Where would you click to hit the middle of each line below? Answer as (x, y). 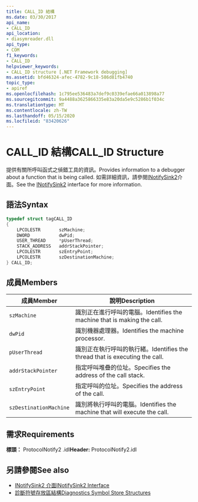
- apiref (17, 88)
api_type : (18, 45)
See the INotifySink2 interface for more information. (80, 185)
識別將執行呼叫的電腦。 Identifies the (126, 404)
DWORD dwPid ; (46, 235)
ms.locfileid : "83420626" (38, 122)
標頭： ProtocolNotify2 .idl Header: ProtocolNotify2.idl (72, 449)
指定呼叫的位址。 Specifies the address (129, 386)
